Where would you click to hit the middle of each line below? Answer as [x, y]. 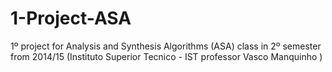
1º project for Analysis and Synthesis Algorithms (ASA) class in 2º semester [166, 46]
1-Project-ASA [71, 18]
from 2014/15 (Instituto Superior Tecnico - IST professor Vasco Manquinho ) [166, 56]
